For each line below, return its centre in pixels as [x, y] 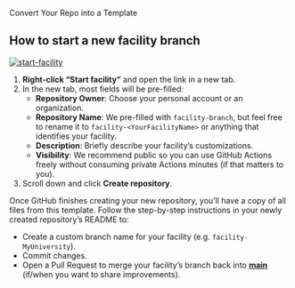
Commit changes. [54, 255]
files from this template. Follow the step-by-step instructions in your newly [146, 210]
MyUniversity [46, 247]
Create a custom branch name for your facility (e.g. [116, 236]
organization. [60, 108]
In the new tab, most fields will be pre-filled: [103, 89]
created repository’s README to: [69, 219]
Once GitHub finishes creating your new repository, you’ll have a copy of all [148, 200]
